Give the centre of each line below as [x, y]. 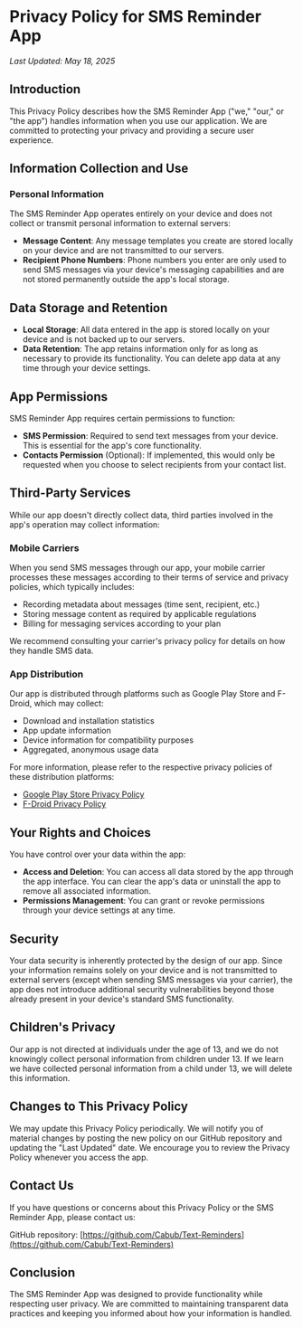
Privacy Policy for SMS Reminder [136, 17]
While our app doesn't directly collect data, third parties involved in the [142, 515]
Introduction [45, 89]
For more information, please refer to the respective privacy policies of [141, 767]
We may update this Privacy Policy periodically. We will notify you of [137, 1128]
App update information [66, 731]
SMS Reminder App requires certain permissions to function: [123, 419]
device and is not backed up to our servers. [104, 339]
